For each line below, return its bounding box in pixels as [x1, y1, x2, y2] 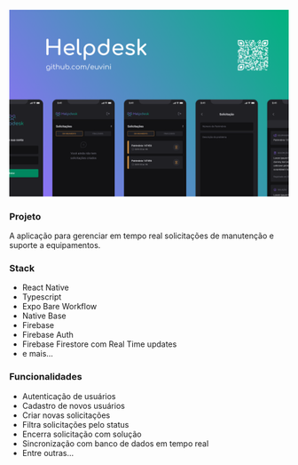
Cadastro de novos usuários [21, 400, 126, 411]
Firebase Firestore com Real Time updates [21, 339, 177, 349]
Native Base [21, 310, 67, 321]
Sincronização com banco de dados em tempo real [21, 437, 209, 449]
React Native [21, 282, 69, 293]
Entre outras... [21, 447, 74, 458]
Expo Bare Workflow [21, 301, 98, 312]
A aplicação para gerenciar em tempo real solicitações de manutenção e [9, 230, 275, 241]
